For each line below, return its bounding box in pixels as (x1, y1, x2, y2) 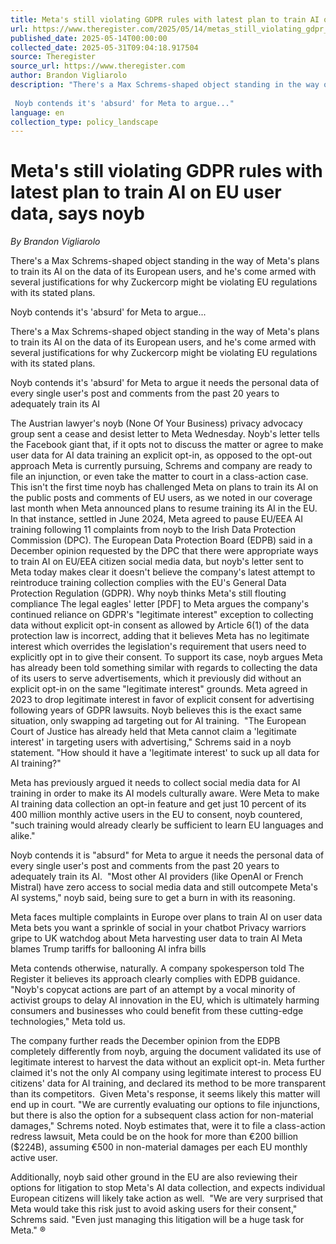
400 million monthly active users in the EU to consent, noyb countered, (10, 809, 303, 821)
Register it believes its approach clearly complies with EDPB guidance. (10, 973, 301, 985)
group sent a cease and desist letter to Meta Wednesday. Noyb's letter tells (10, 428, 320, 440)
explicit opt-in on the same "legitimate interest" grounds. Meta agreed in (10, 683, 308, 695)
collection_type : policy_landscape (10, 117, 159, 127)
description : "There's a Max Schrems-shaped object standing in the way (10, 80, 320, 90)
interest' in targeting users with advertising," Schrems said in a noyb (10, 736, 292, 748)
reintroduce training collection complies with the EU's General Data (10, 577, 287, 589)
